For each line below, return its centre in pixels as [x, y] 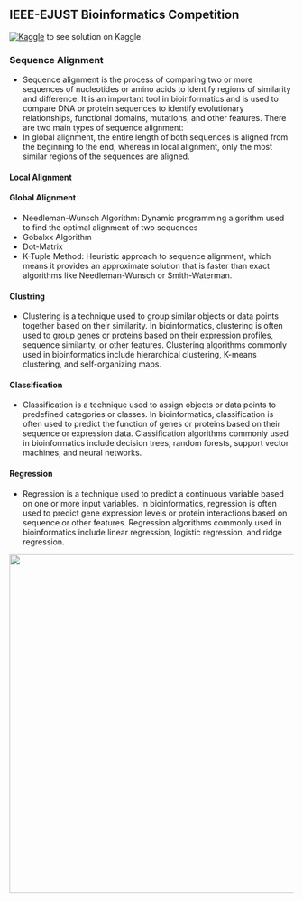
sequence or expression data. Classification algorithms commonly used [155, 433]
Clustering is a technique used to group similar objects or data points [151, 316]
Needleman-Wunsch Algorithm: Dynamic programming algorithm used [153, 218]
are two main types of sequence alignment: [103, 128]
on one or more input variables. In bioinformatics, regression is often [149, 503]
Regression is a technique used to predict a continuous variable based [153, 493]
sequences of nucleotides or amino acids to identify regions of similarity [156, 89]
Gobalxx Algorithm [57, 237]
